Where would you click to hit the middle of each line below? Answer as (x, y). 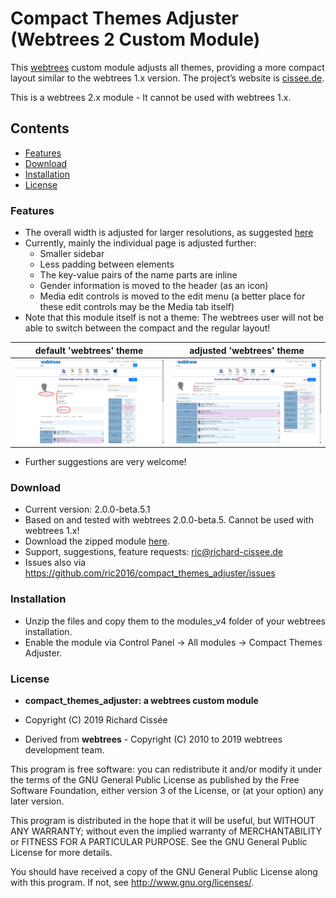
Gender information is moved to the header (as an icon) (154, 286)
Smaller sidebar (72, 254)
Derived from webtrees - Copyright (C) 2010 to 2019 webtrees (153, 739)
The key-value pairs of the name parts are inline (138, 275)
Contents (40, 128)
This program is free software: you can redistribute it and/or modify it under (166, 769)
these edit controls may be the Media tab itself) (137, 307)
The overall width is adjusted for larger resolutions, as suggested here (169, 233)
